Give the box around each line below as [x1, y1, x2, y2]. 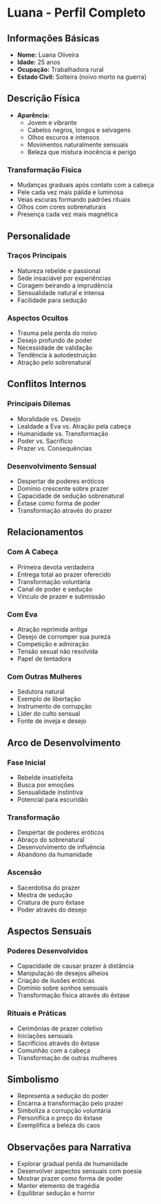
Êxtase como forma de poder [17, 499, 100, 507]
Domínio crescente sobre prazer [17, 485, 109, 493]
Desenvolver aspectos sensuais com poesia [17, 1167, 142, 1176]
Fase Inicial [7, 758, 46, 767]
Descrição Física [7, 93, 80, 104]
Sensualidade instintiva [17, 788, 83, 796]
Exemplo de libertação [17, 695, 81, 703]
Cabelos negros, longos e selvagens [27, 126, 131, 134]
